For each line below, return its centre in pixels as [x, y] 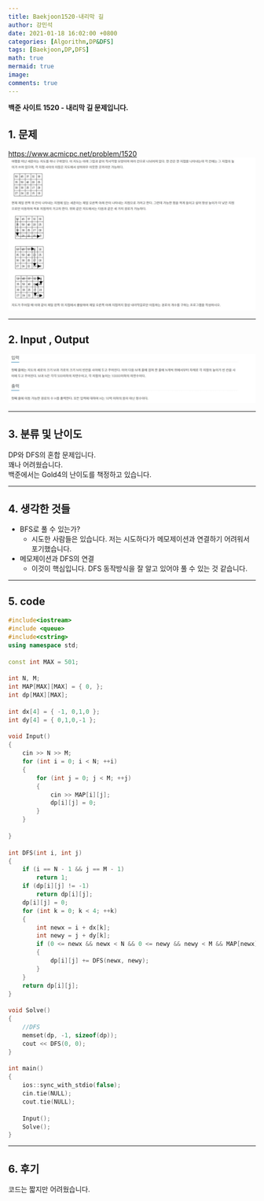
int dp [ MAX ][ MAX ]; [38, 695]
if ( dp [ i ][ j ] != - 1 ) [56, 886]
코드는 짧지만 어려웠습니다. [49, 1189]
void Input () [29, 737]
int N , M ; [24, 678]
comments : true [33, 83]
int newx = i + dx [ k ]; [73, 928]
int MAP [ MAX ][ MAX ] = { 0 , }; [56, 687]
